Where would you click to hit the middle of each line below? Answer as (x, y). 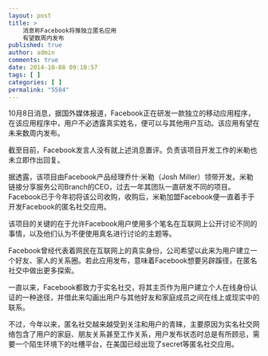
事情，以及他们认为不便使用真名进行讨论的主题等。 (92, 234)
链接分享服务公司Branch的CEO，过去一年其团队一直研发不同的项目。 (122, 187)
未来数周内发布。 (36, 133)
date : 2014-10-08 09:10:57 (53, 68)
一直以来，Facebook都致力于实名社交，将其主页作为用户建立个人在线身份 (129, 288)
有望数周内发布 (43, 38)
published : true (35, 45)
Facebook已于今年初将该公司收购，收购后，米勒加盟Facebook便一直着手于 (132, 197)
